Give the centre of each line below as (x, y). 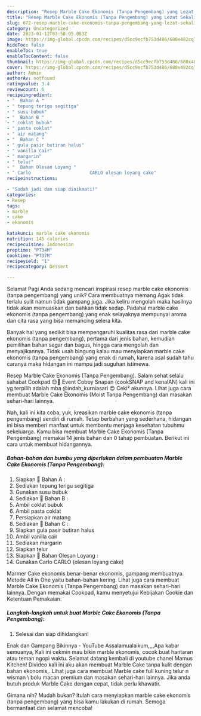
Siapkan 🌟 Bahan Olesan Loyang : (57, 556)
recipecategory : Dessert (38, 267)
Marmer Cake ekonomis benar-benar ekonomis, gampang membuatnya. (95, 574)
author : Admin (24, 73)
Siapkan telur (32, 549)
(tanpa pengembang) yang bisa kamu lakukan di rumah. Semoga (86, 702)
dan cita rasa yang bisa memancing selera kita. (65, 321)
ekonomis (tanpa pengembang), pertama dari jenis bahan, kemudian (91, 339)
